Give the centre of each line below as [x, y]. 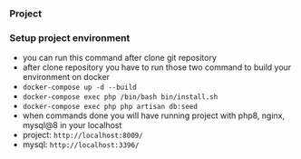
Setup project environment [70, 37]
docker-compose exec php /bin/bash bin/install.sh [120, 97]
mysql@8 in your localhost [72, 125]
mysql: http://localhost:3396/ [81, 144]
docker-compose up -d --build [80, 88]
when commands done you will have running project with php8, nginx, [154, 115]
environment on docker [66, 77]
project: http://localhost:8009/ [83, 135]
